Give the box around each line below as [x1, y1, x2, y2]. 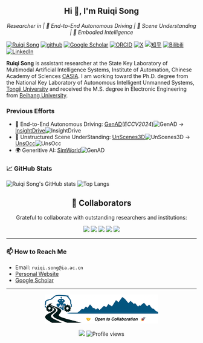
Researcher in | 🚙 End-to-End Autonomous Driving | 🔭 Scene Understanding [7, 22, 196, 29]
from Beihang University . [6, 91, 68, 99]
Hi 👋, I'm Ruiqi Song [63, 6, 140, 16]
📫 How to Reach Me [6, 247, 67, 256]
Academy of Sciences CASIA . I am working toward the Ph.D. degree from [6, 72, 188, 79]
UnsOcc [14, 140, 36, 147]
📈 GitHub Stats [6, 165, 53, 173]
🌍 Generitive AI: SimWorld [14, 146, 82, 154]
